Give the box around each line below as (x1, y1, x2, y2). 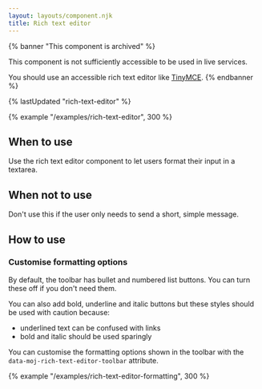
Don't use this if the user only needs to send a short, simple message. (8, 209, 239, 219)
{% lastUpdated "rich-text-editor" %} (8, 96, 131, 106)
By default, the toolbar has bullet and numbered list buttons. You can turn (8, 274, 251, 285)
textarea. (8, 165, 38, 175)
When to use (8, 135, 74, 148)
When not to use (8, 188, 92, 201)
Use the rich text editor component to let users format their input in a (8, 156, 236, 166)
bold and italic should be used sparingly (19, 331, 152, 341)
